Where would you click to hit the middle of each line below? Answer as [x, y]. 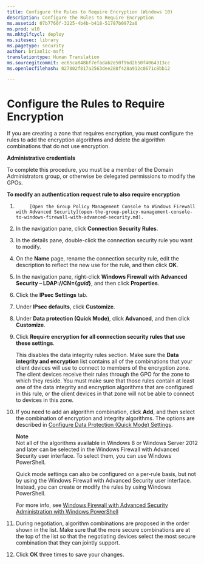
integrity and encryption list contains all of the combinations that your [104, 361]
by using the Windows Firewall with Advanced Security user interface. [104, 481]
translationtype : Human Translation [53, 57]
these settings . [35, 343]
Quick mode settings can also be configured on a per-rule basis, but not [106, 474]
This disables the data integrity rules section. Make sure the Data [97, 355]
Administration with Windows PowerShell [67, 512]
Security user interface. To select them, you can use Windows [93, 456]
